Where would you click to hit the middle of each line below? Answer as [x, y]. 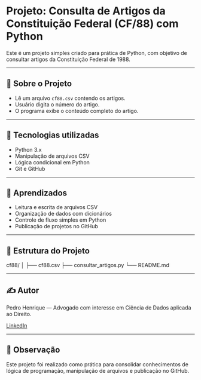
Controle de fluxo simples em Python [60, 220]
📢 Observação [33, 350]
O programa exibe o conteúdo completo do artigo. [77, 111]
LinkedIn [17, 326]
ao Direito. [19, 314]
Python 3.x [28, 149]
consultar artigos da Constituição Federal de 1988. [68, 59]
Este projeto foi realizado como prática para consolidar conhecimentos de [97, 364]
